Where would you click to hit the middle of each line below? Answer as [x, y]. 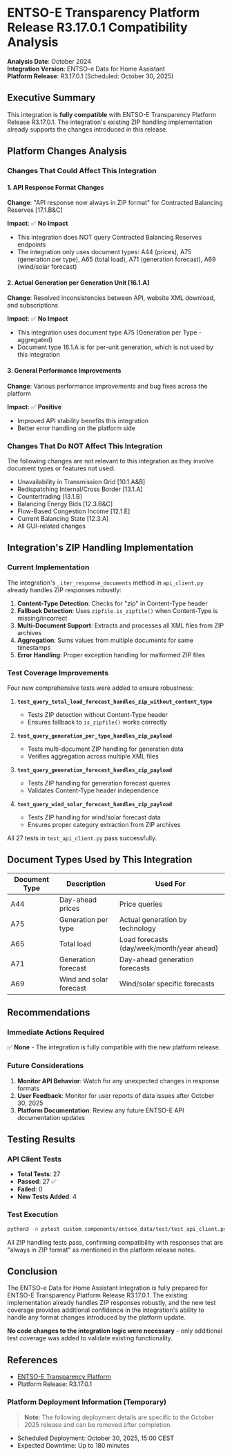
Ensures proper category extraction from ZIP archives [104, 824]
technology [138, 928]
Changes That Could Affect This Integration [82, 171]
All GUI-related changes [51, 526]
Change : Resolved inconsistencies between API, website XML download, [111, 298]
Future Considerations [46, 1066]
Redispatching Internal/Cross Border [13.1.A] [80, 489]
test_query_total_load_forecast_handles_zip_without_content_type [115, 702]
